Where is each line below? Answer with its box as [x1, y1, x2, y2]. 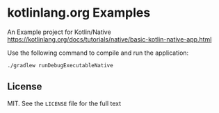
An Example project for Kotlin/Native [7, 28, 111, 36]
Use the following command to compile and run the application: [7, 49, 189, 57]
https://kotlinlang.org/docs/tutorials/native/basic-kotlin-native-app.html [7, 35, 212, 43]
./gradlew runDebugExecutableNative [7, 62, 113, 69]
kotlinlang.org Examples [7, 5, 151, 21]
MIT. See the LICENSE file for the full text [7, 99, 122, 107]
